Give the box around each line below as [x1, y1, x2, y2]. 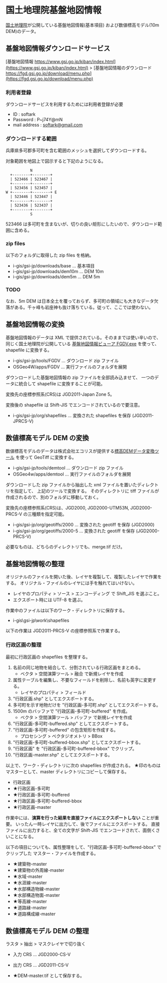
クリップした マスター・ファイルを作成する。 [5, 850, 98, 856]
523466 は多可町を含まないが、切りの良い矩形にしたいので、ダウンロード [5, 221, 158, 227]
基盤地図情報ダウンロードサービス [5, 44, 110, 53]
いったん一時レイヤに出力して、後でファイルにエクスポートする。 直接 [15, 821, 160, 827]
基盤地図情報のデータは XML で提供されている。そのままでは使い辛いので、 [5, 334, 161, 340]
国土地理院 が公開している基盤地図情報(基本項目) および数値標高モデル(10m [5, 22, 160, 28]
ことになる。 [9, 833, 36, 839]
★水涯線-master [12, 879, 47, 886]
